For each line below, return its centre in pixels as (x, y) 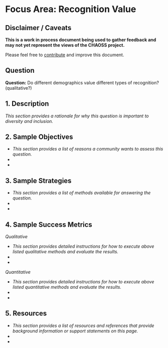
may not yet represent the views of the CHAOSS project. (65, 45)
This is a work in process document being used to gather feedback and (81, 40)
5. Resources (26, 314)
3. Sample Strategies (38, 181)
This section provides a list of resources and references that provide (83, 325)
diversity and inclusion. (29, 121)
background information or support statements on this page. (75, 331)
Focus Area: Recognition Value (71, 9)
